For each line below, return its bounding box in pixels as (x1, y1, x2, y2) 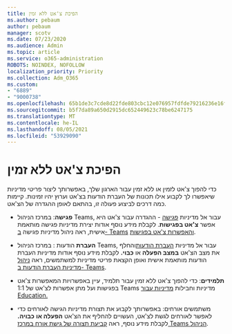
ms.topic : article (7, 49, 60, 56)
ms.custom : (7, 81, 39, 88)
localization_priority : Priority (7, 68, 104, 75)
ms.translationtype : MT (7, 113, 76, 120)
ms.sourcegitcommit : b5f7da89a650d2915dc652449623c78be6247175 (7, 106, 193, 113)
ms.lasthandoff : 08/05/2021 (7, 126, 88, 133)
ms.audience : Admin (7, 42, 64, 49)
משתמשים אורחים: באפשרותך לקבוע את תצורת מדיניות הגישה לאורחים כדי (17, 305, 211, 313)
